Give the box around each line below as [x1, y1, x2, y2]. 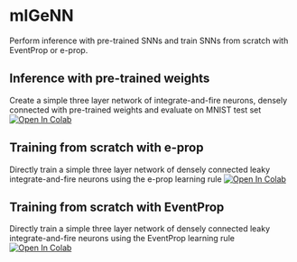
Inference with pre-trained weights [9, 71, 210, 86]
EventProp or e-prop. [9, 44, 88, 55]
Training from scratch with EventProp [9, 199, 225, 214]
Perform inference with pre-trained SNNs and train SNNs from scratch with [9, 35, 289, 46]
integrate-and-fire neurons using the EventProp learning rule [9, 233, 235, 244]
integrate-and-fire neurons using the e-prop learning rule [9, 173, 223, 185]
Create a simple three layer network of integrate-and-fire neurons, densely [9, 95, 288, 105]
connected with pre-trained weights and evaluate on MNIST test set [9, 104, 262, 115]
